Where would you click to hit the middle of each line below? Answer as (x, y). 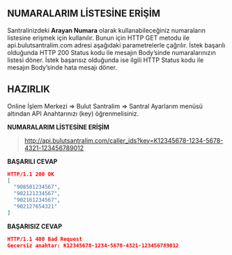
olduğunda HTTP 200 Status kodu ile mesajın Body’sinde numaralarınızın (111, 52)
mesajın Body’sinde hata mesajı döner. (62, 67)
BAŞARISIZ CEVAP (35, 226)
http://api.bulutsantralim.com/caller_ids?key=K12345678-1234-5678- (124, 140)
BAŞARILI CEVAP (32, 161)
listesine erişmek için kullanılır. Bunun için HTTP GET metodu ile (99, 38)
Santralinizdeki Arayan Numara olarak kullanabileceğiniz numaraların (106, 30)
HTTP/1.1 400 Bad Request (45, 239)
